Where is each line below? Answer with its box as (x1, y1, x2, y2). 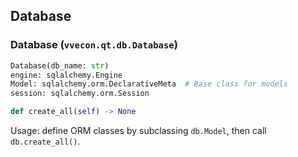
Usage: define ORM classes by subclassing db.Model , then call (10, 125, 267, 137)
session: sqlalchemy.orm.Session (10, 89, 150, 99)
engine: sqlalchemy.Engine (10, 70, 123, 80)
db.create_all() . (10, 135, 81, 148)
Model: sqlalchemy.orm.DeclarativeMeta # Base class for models (10, 79, 288, 89)
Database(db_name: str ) (10, 60, 110, 71)
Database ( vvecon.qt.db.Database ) (10, 38, 178, 52)
